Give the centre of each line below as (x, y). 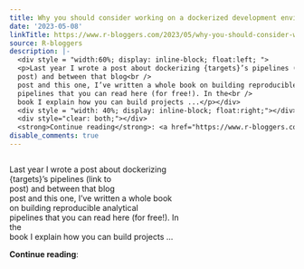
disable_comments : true (54, 136)
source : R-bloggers (46, 43)
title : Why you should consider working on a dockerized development (143, 18)
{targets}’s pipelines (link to (60, 178)
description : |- (40, 52)
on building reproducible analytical (74, 207)
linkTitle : (30, 34)
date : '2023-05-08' (46, 26)
